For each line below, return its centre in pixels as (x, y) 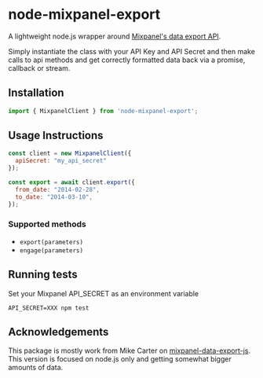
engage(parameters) (51, 250)
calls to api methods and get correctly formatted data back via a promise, (127, 60)
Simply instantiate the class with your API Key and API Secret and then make (131, 51)
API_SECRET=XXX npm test (49, 308)
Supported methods (47, 224)
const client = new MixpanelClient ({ (70, 154)
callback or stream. (39, 68)
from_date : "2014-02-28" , (58, 189)
